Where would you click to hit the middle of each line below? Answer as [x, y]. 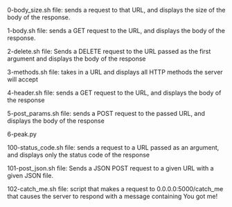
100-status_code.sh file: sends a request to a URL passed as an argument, [113, 147]
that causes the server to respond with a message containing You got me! [113, 196]
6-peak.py [22, 134]
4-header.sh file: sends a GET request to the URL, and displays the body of [114, 93]
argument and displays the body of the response [77, 59]
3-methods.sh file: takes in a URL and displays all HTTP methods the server [115, 72]
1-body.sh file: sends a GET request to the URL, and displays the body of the [116, 31]
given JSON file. [30, 176]
